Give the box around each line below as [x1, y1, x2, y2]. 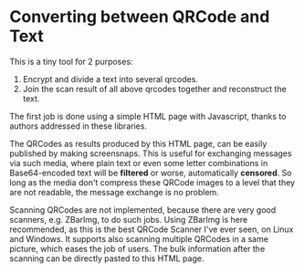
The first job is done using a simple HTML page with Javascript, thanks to [9, 110, 287, 121]
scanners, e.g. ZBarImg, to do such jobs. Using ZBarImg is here [9, 214, 248, 225]
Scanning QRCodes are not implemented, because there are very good [9, 204, 277, 215]
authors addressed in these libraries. [9, 121, 148, 131]
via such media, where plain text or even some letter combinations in [9, 157, 268, 168]
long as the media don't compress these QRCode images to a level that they [9, 176, 295, 188]
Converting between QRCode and [9, 6, 270, 27]
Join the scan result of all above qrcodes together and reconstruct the [22, 83, 288, 94]
